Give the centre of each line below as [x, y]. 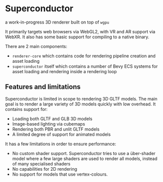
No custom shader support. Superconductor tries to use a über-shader [84, 153]
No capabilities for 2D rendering [45, 169]
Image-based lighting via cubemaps [49, 124]
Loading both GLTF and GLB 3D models [52, 119]
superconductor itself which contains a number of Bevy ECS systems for [85, 66]
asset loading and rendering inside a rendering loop [64, 71]
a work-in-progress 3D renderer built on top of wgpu [57, 22]
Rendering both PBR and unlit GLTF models [56, 129]
